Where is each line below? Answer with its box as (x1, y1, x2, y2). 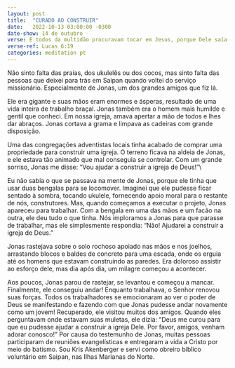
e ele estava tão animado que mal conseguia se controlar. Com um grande (7, 155, 222, 163)
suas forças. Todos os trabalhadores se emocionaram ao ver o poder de (7, 292, 216, 301)
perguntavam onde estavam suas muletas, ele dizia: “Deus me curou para (7, 315, 221, 323)
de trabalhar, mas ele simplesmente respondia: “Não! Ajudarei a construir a (7, 221, 224, 229)
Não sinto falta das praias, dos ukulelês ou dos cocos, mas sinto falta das (7, 68, 220, 77)
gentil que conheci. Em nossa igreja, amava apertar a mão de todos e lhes (7, 111, 221, 120)
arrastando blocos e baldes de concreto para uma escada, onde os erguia (7, 250, 222, 258)
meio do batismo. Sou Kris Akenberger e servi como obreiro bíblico (7, 345, 201, 353)
